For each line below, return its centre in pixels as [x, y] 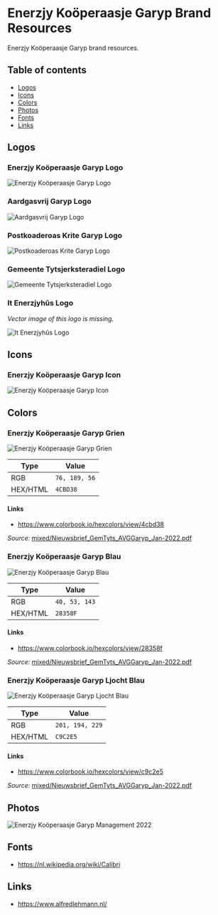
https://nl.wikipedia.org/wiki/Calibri [69, 864]
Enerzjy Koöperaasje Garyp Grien [66, 433]
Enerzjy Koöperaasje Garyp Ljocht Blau [76, 680]
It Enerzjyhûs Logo [40, 303]
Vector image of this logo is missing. [61, 318]
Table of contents [47, 70]
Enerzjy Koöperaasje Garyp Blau [64, 557]
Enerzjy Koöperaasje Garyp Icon [64, 374]
